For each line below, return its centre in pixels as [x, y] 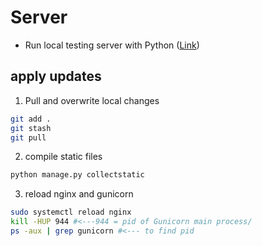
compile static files [63, 157]
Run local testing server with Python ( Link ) [112, 45]
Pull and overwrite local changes [92, 100]
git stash [31, 128]
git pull [28, 137]
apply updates [56, 76]
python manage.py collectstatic [77, 175]
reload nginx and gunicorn [79, 194]
